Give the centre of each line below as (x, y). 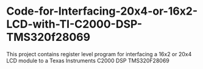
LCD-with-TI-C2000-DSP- (74, 24)
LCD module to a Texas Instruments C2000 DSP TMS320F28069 (88, 60)
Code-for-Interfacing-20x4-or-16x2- (102, 11)
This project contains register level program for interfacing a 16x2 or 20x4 (99, 54)
